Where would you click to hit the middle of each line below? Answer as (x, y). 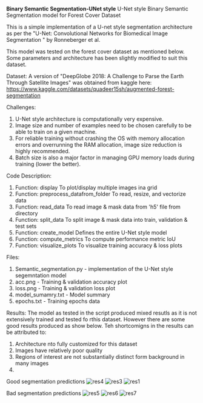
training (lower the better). (48, 164)
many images (32, 363)
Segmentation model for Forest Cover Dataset (64, 15)
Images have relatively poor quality (59, 350)
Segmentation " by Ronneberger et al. (53, 40)
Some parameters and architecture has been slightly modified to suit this (97, 58)
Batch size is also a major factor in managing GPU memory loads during (105, 158)
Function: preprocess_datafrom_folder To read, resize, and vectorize (100, 194)
